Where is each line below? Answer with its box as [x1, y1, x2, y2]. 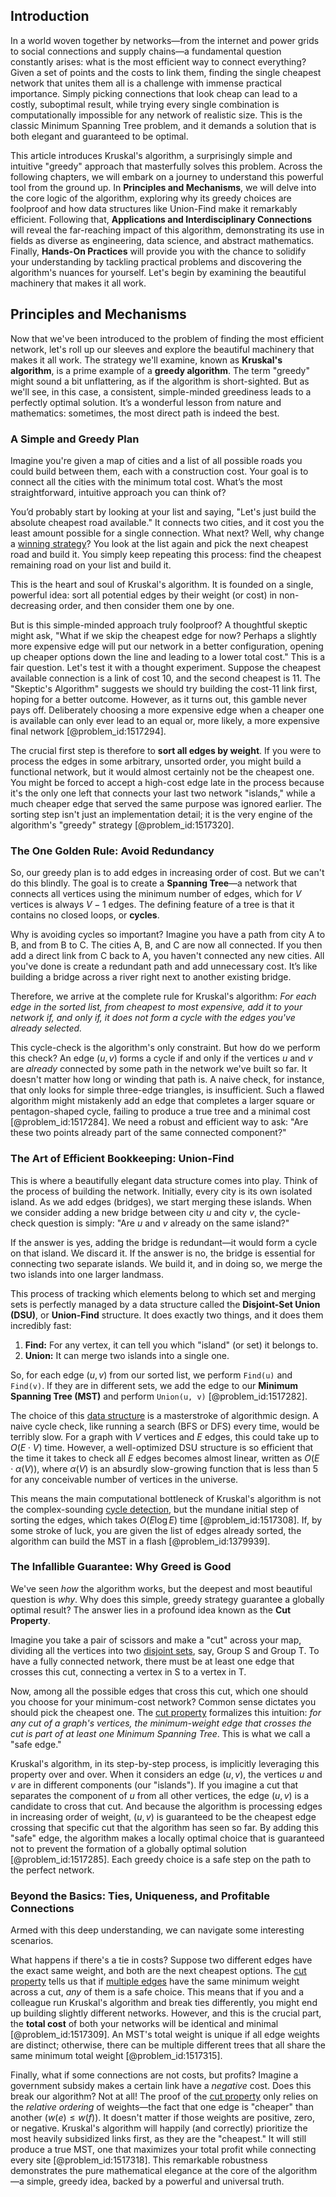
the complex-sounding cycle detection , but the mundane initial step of [10, 1503, 300, 1515]
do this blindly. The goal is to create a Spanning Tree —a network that [10, 877, 298, 889]
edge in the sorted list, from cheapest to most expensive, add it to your [10, 1001, 303, 1013]
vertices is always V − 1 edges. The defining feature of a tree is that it [10, 899, 295, 911]
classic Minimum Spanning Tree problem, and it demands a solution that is [10, 119, 317, 131]
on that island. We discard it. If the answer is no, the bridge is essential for [10, 1247, 316, 1259]
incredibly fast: [10, 1319, 72, 1331]
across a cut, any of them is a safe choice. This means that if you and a [10, 1986, 305, 1998]
